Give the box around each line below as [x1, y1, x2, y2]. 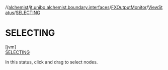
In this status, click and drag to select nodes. [5, 59, 98, 65]
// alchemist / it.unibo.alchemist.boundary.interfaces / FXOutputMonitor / [5, 5, 148, 10]
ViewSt [148, 5, 163, 10]
